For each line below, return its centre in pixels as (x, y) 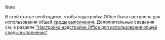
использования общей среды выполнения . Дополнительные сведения (80, 22)
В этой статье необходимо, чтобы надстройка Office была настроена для (83, 17)
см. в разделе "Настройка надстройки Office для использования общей (81, 27)
